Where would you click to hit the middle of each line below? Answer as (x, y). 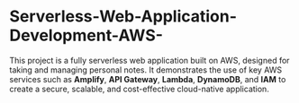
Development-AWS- (86, 35)
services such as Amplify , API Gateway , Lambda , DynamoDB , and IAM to (148, 79)
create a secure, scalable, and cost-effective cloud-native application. (140, 89)
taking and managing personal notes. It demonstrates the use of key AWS (146, 70)
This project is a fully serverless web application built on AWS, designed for (149, 60)
